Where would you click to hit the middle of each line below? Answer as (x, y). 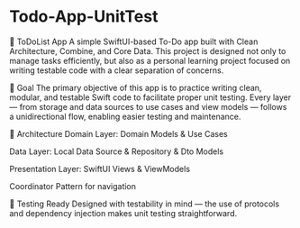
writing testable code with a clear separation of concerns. (117, 70)
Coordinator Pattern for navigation (73, 186)
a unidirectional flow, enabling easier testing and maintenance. (125, 116)
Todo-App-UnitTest (84, 17)
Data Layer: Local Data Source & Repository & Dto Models (117, 151)
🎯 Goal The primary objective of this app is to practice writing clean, (136, 87)
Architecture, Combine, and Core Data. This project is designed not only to (148, 50)
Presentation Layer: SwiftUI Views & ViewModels (100, 169)
